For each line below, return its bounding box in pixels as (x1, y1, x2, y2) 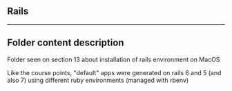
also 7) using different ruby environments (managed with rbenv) (7, 76, 189, 84)
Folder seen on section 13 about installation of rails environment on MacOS (7, 55, 220, 63)
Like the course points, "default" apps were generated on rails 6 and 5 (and (7, 68, 222, 77)
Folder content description (7, 37, 124, 49)
